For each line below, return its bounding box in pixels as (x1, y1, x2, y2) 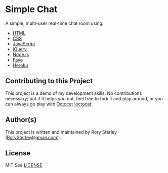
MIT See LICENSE (5, 162, 43, 168)
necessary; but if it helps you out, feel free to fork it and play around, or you (5, 95, 163, 101)
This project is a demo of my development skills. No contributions (5, 90, 142, 96)
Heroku (12, 62, 28, 68)
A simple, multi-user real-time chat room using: (5, 20, 104, 26)
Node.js (12, 51, 29, 57)
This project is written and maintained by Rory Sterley (5, 129, 117, 135)
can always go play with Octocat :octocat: (5, 101, 93, 107)
